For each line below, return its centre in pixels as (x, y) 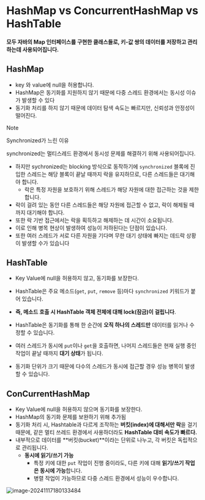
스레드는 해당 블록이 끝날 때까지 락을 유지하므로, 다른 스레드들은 (102, 174)
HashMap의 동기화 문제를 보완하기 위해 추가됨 (71, 417)
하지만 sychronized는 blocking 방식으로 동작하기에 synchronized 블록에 (102, 166)
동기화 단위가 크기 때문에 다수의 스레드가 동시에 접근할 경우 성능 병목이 (99, 366)
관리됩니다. (35, 448)
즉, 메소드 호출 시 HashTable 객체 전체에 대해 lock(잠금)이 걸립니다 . (95, 312)
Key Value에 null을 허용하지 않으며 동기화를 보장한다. (79, 409)
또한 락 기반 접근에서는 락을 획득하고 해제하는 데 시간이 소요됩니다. (94, 220)
